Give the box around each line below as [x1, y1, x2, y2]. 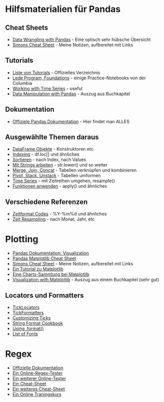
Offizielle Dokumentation [12, 365, 64, 371]
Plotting [5, 233, 38, 245]
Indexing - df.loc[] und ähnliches [12, 151, 80, 158]
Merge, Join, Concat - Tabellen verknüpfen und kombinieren [12, 167, 137, 173]
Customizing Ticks [12, 315, 51, 321]
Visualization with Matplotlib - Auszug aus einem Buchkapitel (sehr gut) [12, 277, 160, 283]
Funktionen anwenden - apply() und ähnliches [12, 183, 107, 189]
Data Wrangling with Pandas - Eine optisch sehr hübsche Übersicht [12, 36, 151, 42]
